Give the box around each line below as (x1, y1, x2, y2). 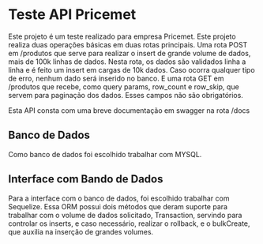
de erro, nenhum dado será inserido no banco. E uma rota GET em (8, 73, 224, 83)
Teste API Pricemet (8, 6, 137, 24)
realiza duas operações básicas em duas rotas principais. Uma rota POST (8, 39, 248, 49)
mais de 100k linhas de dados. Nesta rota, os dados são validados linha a (8, 57, 246, 66)
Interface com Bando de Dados (8, 172, 163, 186)
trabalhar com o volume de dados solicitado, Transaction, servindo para (8, 210, 242, 220)
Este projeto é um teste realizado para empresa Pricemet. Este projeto (8, 32, 236, 41)
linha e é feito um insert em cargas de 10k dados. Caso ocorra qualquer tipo (8, 65, 255, 74)
